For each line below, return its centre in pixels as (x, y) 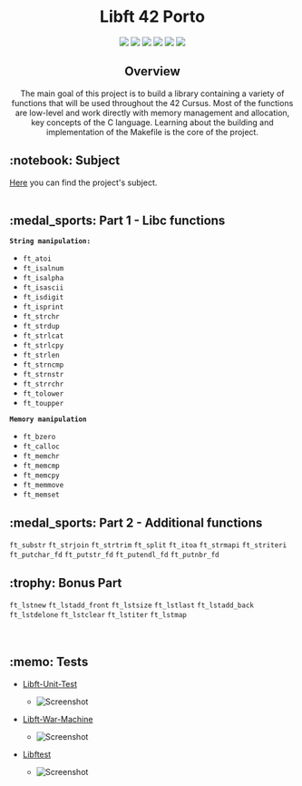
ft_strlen (41, 356)
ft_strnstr (43, 375)
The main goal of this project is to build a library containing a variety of (152, 93)
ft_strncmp (43, 365)
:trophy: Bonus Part (66, 583)
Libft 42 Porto (152, 17)
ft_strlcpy (43, 346)
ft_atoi (37, 259)
